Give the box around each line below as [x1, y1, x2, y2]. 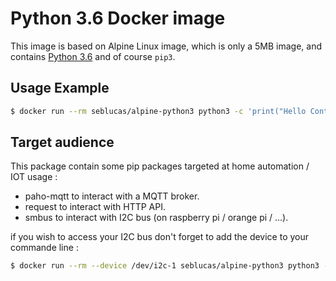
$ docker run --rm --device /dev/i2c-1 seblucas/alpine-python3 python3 [10, 261, 320, 271]
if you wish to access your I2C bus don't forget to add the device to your [10, 231, 310, 243]
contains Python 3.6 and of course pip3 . [10, 50, 176, 62]
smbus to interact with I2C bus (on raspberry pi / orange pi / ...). [24, 212, 289, 224]
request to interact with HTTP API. [24, 201, 167, 213]
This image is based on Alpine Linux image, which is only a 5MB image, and [10, 40, 323, 52]
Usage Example [10, 80, 110, 97]
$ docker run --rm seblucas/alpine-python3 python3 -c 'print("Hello [10, 106, 307, 116]
